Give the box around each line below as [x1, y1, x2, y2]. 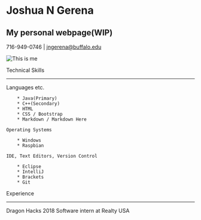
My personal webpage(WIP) [6, 28, 113, 38]
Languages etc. [6, 84, 45, 91]
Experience [6, 190, 35, 197]
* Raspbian [17, 143, 44, 149]
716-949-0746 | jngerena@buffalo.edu [6, 43, 102, 50]
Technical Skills [6, 67, 45, 74]
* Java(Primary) [17, 95, 58, 101]
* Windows [17, 137, 42, 143]
